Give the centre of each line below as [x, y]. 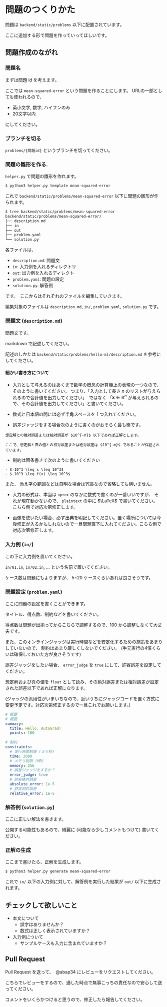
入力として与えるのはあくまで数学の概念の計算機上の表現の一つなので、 [87, 385]
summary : [14, 724]
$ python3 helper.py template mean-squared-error [58, 186]
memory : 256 [22, 765]
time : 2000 [21, 756]
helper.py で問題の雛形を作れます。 [42, 176]
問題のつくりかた [40, 10]
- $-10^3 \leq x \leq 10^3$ [34, 470]
